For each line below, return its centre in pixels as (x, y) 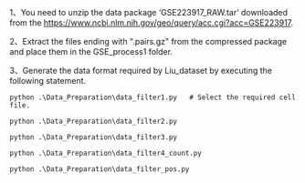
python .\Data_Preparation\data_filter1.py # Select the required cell (153, 97)
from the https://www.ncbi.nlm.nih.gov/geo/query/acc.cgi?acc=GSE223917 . (152, 23)
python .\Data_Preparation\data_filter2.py (94, 121)
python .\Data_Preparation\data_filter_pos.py (100, 169)
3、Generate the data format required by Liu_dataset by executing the (141, 71)
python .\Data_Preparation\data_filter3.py (94, 137)
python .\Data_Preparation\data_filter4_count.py (106, 153)
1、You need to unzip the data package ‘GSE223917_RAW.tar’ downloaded (149, 12)
